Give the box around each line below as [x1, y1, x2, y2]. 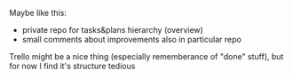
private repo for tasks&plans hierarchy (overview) [21, 25, 204, 35]
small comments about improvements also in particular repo [21, 35, 242, 44]
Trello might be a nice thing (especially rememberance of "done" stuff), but [9, 51, 284, 61]
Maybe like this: [9, 8, 67, 18]
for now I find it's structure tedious [9, 61, 136, 71]
